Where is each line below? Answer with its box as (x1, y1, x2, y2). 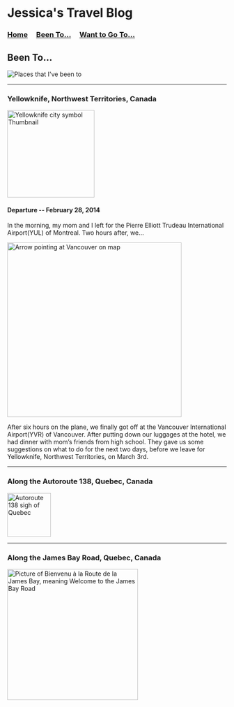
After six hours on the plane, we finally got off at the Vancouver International (7, 423, 226, 431)
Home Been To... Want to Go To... (7, 30, 136, 40)
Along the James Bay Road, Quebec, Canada (7, 553, 162, 562)
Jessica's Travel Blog (7, 5, 134, 21)
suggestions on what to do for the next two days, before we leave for (7, 445, 205, 453)
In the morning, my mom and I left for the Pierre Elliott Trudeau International (7, 221, 224, 230)
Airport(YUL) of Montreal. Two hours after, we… (7, 228, 144, 237)
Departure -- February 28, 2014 (7, 205, 100, 214)
